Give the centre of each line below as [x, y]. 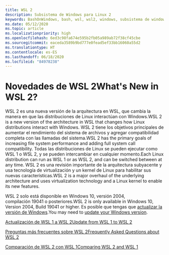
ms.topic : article [24, 29]
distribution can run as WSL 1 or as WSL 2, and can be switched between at [84, 160]
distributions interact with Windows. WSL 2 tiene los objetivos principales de [84, 127]
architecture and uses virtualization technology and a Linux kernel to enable [84, 181]
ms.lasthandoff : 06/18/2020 [35, 57]
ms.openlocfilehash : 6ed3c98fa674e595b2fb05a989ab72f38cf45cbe [73, 38]
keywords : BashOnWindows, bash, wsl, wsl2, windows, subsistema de [77, 19]
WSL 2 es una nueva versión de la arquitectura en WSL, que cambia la [78, 111]
